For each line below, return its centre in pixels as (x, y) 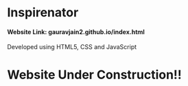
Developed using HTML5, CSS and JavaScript (72, 47)
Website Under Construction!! (94, 75)
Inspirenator (43, 13)
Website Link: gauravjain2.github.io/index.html (76, 31)
